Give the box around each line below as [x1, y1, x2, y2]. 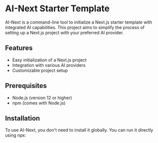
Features [5, 44, 33, 52]
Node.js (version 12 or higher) [12, 94, 72, 101]
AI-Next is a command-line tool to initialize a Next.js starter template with [5, 19, 153, 25]
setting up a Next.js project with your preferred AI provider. [5, 29, 124, 35]
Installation [5, 114, 40, 122]
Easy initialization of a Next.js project [12, 57, 87, 63]
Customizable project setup [12, 67, 68, 73]
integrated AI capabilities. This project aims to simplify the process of [5, 24, 145, 30]
